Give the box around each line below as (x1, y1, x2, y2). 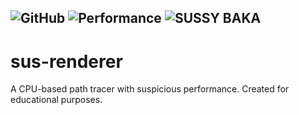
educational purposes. (10, 94, 103, 106)
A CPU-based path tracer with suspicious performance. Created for (10, 83, 290, 95)
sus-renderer (10, 50, 123, 73)
